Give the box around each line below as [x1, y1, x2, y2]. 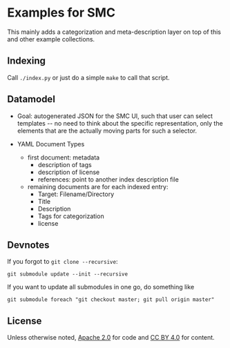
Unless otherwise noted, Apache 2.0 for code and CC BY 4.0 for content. [7, 333, 215, 342]
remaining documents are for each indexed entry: [27, 182, 169, 191]
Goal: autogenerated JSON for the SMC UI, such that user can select [17, 112, 213, 120]
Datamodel [7, 93, 55, 105]
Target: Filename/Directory [37, 190, 115, 198]
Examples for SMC [7, 5, 116, 21]
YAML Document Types [17, 139, 85, 148]
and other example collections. [7, 35, 95, 43]
